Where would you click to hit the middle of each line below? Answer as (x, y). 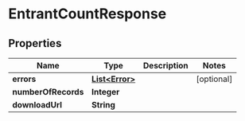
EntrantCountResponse (87, 14)
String (103, 105)
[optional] (214, 79)
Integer (105, 92)
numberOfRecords (48, 92)
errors (24, 79)
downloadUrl (37, 105)
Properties (35, 43)
